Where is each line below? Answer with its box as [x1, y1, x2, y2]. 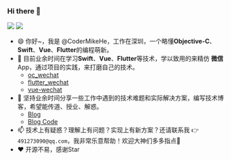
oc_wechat [27, 71, 59, 79]
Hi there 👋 [7, 6, 42, 16]
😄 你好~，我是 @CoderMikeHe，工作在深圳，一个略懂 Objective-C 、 [17, 37, 216, 46]
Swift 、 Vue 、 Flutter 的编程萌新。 [17, 46, 113, 54]
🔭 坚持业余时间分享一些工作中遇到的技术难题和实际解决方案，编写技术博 [17, 94, 224, 103]
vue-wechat [27, 86, 62, 94]
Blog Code [27, 118, 58, 126]
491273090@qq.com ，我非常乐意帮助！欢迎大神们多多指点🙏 [17, 136, 181, 145]
